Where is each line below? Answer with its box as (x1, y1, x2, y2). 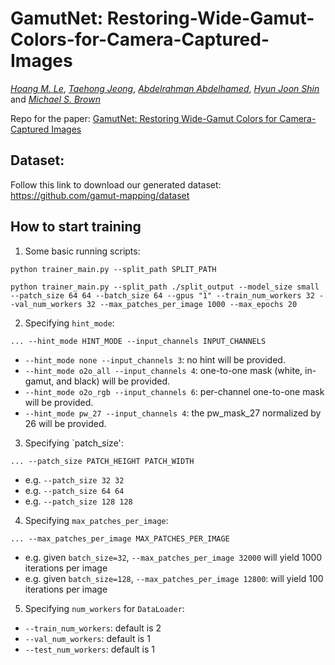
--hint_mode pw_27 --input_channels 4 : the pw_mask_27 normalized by (24, 407, 322, 419)
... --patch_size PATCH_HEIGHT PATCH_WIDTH (10, 456, 195, 466)
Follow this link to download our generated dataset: (10, 178, 222, 191)
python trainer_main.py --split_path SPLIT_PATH (10, 264, 217, 274)
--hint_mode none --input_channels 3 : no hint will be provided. (24, 353, 286, 366)
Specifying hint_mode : (24, 317, 115, 329)
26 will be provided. (24, 417, 107, 429)
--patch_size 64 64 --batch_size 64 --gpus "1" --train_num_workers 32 (10, 290, 315, 301)
